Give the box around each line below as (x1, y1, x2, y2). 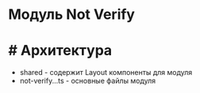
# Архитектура (8, 42, 113, 60)
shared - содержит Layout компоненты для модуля (19, 68, 193, 77)
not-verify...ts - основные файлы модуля (19, 76, 156, 86)
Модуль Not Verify (8, 6, 135, 24)
